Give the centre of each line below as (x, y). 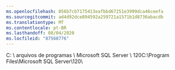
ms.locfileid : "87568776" (37, 38)
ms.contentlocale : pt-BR (36, 28)
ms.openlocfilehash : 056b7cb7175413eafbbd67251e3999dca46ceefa (85, 11)
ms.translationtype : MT (35, 22)
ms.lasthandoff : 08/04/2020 (40, 33)
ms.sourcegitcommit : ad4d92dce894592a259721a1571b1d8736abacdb (85, 17)
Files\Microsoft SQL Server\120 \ (44, 61)
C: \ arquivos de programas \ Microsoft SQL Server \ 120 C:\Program (88, 55)
